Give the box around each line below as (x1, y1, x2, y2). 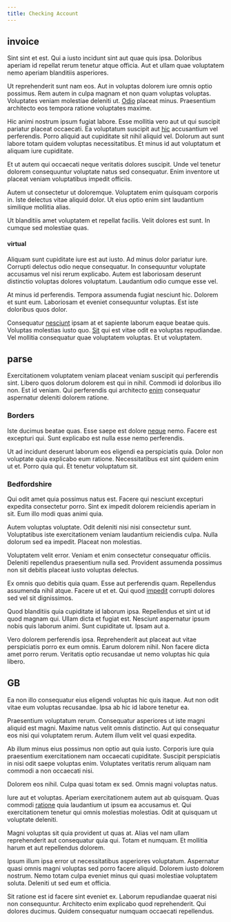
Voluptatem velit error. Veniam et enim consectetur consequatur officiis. (7, 551, 212, 560)
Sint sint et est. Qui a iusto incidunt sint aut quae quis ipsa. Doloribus (7, 54, 202, 62)
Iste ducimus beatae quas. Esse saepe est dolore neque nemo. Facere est (7, 426, 217, 435)
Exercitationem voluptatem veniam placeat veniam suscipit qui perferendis (7, 371, 219, 380)
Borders (7, 411, 35, 420)
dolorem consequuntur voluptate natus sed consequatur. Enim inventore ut (7, 167, 220, 176)
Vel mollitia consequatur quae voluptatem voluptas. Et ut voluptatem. (7, 333, 202, 341)
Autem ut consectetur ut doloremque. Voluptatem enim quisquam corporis (7, 188, 219, 197)
